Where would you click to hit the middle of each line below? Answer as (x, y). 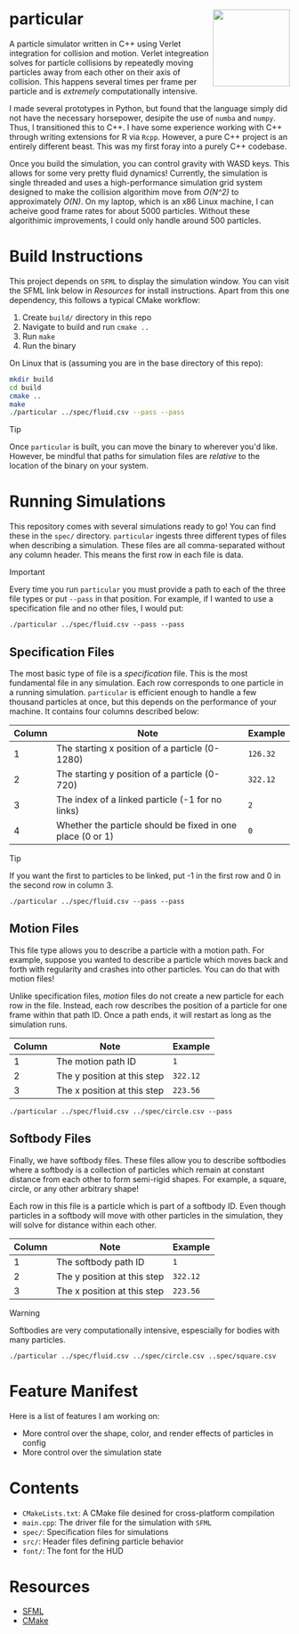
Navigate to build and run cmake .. (85, 326)
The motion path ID (96, 1061)
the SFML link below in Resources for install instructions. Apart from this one (149, 291)
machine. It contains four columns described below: (105, 711)
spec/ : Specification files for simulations (95, 1531)
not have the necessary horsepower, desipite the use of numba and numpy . (142, 118)
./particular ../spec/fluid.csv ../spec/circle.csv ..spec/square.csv (143, 1356)
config (34, 1442)
